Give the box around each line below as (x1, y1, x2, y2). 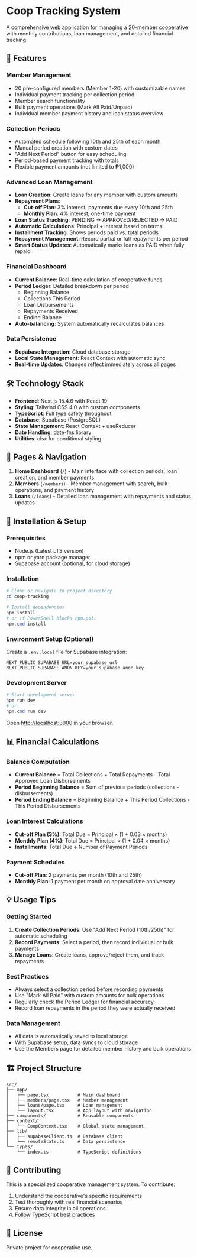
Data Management (6, 1019, 61, 1027)
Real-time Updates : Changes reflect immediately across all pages (14, 361, 176, 368)
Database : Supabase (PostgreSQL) (14, 416, 101, 423)
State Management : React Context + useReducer (14, 422, 136, 429)
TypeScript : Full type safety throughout (14, 410, 112, 417)
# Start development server (6, 692, 76, 698)
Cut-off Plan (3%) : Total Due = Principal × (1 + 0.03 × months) (14, 831, 167, 838)
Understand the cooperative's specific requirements (14, 1192, 143, 1199)
